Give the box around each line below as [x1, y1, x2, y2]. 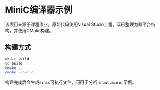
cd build [5, 61, 23, 66]
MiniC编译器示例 [5, 4, 72, 16]
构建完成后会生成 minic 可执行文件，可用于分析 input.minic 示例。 [5, 79, 137, 85]
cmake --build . [5, 70, 38, 75]
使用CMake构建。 [18, 27, 54, 33]
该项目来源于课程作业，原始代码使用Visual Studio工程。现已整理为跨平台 [5, 21, 151, 27]
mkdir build [5, 56, 29, 61]
